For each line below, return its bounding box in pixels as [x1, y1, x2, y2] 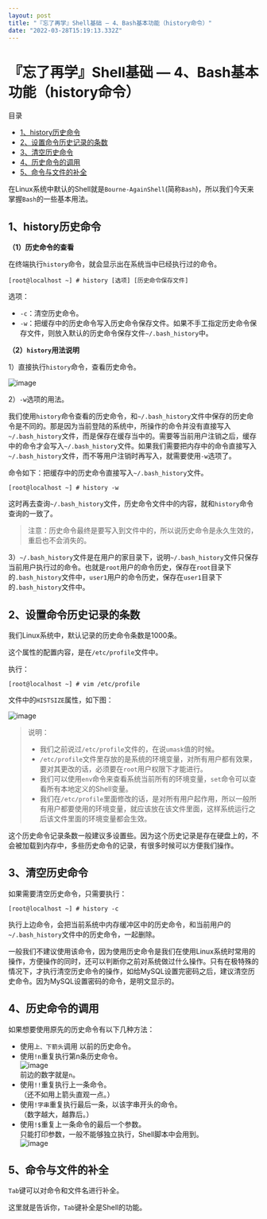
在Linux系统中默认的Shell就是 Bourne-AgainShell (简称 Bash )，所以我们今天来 [8, 184, 254, 194]
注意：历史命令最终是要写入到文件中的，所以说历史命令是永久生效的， [27, 526, 258, 535]
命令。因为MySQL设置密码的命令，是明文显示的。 [14, 976, 179, 986]
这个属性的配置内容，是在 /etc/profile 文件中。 [8, 647, 163, 657]
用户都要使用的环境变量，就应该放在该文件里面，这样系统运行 [46, 804, 249, 813]
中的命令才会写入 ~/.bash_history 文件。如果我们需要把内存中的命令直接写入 [8, 441, 257, 451]
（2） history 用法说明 [8, 345, 79, 355]
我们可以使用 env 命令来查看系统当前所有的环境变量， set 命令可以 [39, 774, 250, 783]
